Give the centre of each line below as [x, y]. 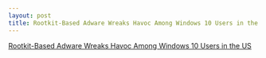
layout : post [30, 15]
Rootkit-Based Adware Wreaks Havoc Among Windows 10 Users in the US [130, 45]
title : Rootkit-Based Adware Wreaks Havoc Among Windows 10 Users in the [133, 23]
